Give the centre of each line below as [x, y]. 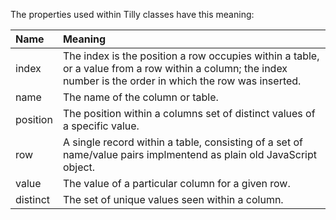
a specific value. [101, 126]
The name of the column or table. [140, 97]
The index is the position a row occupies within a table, [191, 56]
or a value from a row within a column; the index [175, 68]
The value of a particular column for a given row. [176, 183]
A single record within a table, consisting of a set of [182, 142]
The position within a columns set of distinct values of [189, 113]
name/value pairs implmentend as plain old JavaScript [190, 154]
